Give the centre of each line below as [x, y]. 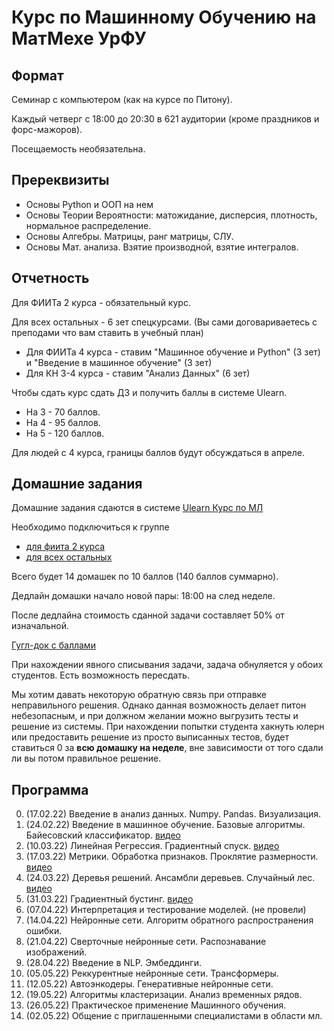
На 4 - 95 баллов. [63, 422]
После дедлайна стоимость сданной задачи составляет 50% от [148, 615]
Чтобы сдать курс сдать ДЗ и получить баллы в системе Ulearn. [149, 392]
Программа [50, 789]
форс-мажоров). [47, 129]
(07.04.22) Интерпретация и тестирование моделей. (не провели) [166, 910]
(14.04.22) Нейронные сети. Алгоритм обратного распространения [169, 920]
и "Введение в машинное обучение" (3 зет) [119, 362]
